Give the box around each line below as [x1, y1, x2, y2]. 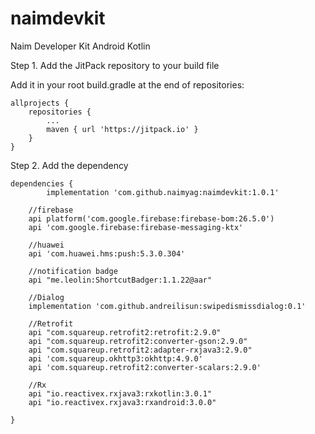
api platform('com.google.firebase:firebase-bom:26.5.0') [28, 213, 275, 224]
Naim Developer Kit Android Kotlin [10, 40, 151, 52]
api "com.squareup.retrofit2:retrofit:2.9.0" [28, 327, 222, 337]
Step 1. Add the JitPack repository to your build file [10, 59, 220, 71]
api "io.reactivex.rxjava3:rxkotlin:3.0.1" [28, 388, 213, 399]
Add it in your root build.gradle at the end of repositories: [10, 78, 245, 91]
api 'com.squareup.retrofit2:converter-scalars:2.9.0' [28, 362, 262, 372]
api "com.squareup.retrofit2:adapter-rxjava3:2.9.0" [28, 345, 253, 355]
